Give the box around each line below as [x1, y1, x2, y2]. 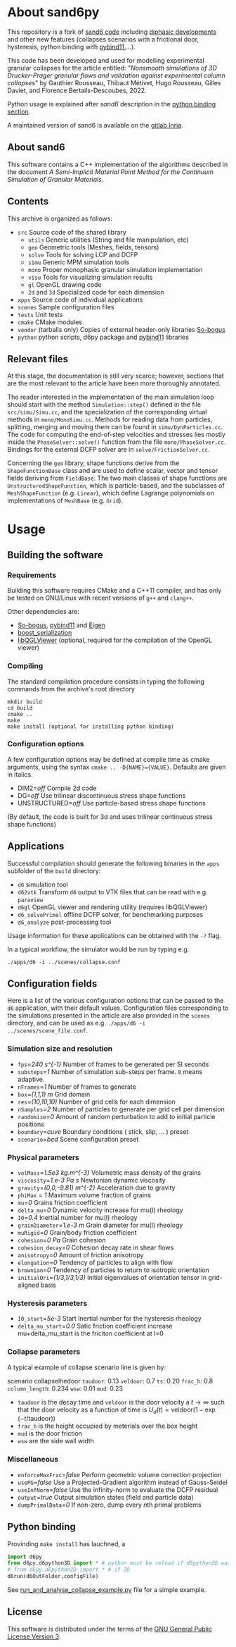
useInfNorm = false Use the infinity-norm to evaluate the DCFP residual [17, 1485, 218, 1494]
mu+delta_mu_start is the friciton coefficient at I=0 [17, 1329, 164, 1338]
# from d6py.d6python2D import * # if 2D [7, 1566, 131, 1574]
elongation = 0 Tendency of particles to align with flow [17, 1259, 173, 1267]
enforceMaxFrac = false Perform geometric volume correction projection [17, 1470, 222, 1479]
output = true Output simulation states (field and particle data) [17, 1493, 195, 1501]
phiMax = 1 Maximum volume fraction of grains [17, 1191, 152, 1199]
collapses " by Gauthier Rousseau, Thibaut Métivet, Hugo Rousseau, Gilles [7, 78, 221, 87]
